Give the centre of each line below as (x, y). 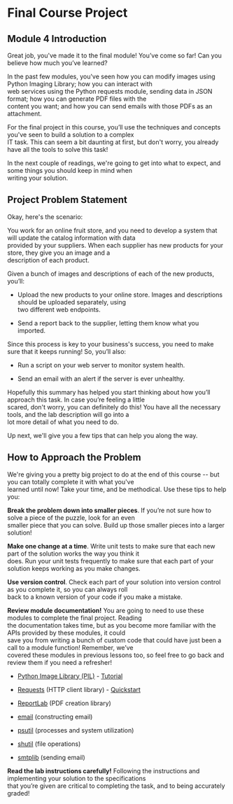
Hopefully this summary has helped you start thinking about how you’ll (109, 392)
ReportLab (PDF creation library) (64, 703)
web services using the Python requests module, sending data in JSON (110, 91)
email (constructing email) (55, 717)
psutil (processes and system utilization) (76, 730)
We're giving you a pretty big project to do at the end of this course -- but (113, 474)
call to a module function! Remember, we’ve (71, 647)
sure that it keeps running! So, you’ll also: (67, 351)
